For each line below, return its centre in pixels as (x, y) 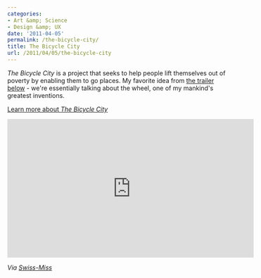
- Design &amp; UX (34, 27)
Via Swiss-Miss (30, 267)
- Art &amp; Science (38, 20)
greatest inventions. (36, 95)
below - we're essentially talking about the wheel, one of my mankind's (110, 88)
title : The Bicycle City (44, 46)
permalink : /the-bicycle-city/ (53, 40)
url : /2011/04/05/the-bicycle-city (59, 53)
